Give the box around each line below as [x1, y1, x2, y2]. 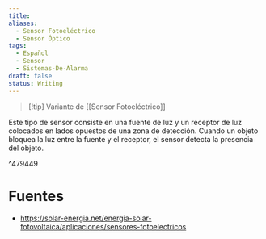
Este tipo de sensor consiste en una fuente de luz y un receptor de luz [8, 117, 243, 127]
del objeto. [8, 143, 44, 153]
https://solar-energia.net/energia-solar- [19, 213, 152, 223]
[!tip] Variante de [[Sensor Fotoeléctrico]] [27, 102, 166, 111]
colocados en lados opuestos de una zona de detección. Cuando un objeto [8, 126, 259, 136]
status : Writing [8, 79, 63, 87]
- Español [15, 49, 49, 57]
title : [8, 11, 31, 20]
